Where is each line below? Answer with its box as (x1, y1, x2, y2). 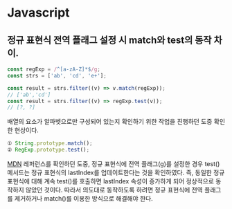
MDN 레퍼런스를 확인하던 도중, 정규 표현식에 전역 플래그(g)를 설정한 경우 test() (7, 160, 220, 167)
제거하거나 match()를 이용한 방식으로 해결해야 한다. (14, 194, 154, 202)
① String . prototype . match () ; (7, 140, 93, 147)
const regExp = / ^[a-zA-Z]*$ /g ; (7, 66, 100, 73)
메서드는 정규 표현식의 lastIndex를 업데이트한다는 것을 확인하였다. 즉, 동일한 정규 (7, 168, 225, 176)
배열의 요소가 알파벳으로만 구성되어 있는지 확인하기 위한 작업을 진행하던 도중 (7, 118, 213, 126)
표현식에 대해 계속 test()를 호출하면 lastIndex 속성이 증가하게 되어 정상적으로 (7, 177, 215, 185)
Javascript (7, 5, 71, 21)
